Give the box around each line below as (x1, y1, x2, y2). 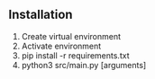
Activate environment (21, 40, 102, 51)
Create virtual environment (21, 31, 122, 41)
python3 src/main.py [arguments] (21, 59, 147, 70)
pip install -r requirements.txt (21, 49, 130, 61)
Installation (8, 7, 73, 22)
